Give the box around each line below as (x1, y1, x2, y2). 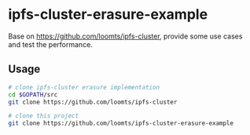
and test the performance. (8, 39, 93, 49)
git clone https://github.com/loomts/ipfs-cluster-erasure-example (8, 119, 234, 127)
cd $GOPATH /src (8, 90, 58, 99)
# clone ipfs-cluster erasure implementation (8, 83, 160, 91)
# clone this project (8, 112, 79, 120)
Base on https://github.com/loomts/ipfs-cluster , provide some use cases (8, 31, 243, 41)
